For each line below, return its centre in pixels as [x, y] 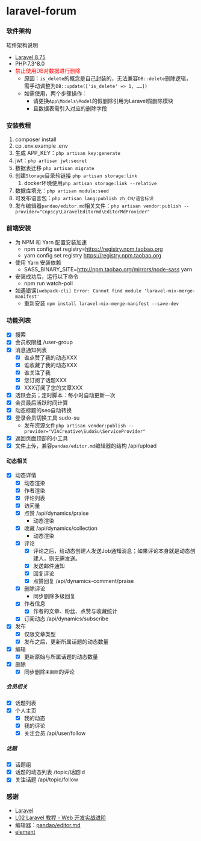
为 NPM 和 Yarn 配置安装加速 [51, 242]
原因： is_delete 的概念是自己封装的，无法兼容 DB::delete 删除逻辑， [107, 78]
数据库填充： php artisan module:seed [62, 191]
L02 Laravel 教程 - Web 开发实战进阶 [60, 817]
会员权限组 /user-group [44, 342]
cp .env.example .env [41, 145]
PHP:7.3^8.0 [30, 64]
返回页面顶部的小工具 [41, 438]
